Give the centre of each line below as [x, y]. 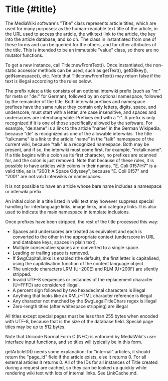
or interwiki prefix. [24, 191]
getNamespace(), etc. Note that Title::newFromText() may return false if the [83, 75]
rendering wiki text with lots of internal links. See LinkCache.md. [71, 373]
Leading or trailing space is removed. [51, 253]
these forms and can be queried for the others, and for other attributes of [81, 44]
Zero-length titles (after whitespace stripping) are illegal [70, 306]
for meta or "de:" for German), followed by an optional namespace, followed [83, 96]
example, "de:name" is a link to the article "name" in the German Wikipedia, [83, 128]
